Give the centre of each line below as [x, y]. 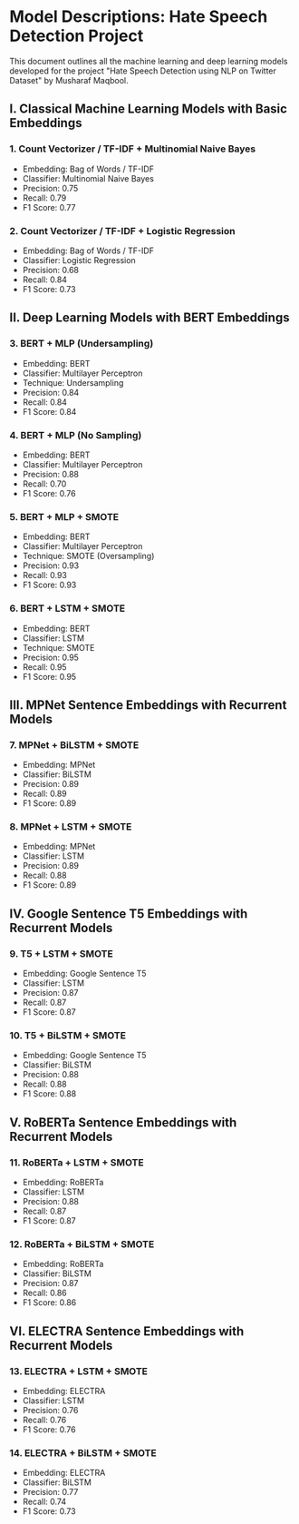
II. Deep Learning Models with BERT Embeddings [149, 318]
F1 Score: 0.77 [49, 207]
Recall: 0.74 [44, 1502]
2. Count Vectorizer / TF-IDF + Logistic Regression [122, 231]
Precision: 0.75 [50, 188]
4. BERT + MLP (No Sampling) [76, 435]
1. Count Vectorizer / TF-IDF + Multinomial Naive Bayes [133, 149]
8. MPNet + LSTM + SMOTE [71, 827]
